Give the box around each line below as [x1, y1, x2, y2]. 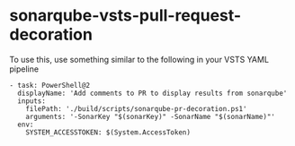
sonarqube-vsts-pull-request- [9, 5, 242, 26]
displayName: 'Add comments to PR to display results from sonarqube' [17, 89, 288, 98]
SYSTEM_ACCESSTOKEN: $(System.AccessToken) [25, 127, 192, 137]
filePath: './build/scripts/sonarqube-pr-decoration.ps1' [25, 104, 247, 113]
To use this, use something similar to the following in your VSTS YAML [9, 54, 270, 64]
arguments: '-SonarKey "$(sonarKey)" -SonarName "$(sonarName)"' [25, 112, 276, 121]
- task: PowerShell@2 [9, 81, 91, 90]
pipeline [9, 64, 39, 74]
